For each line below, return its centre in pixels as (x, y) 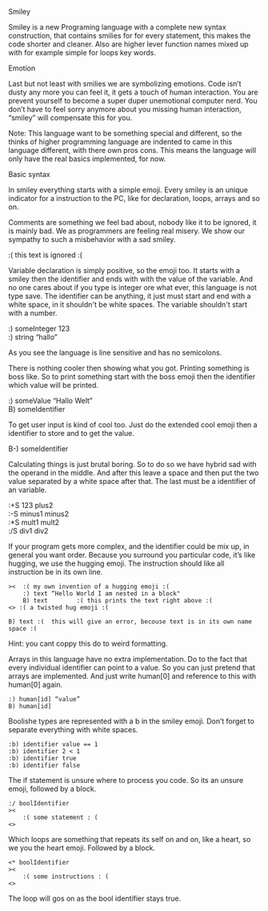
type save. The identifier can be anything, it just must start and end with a (130, 296)
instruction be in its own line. (56, 572)
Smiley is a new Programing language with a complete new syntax (117, 27)
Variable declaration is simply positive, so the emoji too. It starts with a (124, 270)
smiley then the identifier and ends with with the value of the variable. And (131, 279)
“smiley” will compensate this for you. (70, 118)
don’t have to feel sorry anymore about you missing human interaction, (125, 109)
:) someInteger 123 (39, 329)
